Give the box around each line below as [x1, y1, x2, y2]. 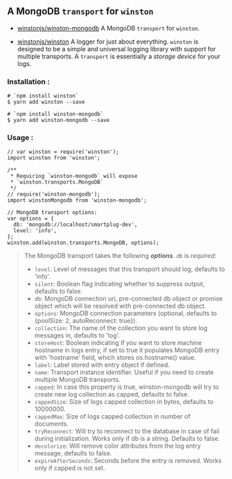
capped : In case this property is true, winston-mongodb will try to [34, 383, 220, 391]
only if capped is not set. [34, 464, 105, 472]
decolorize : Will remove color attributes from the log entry [34, 442, 201, 450]
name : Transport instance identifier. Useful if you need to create [34, 368, 214, 376]
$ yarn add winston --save [7, 98, 85, 106]
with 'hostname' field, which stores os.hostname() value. [34, 354, 197, 362]
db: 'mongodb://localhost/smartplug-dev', [13, 221, 138, 228]
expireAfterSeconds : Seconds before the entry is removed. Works [34, 457, 222, 465]
